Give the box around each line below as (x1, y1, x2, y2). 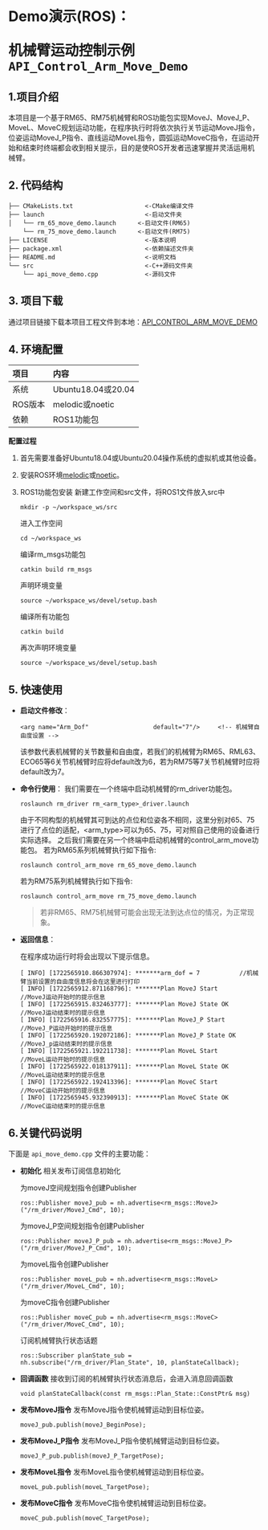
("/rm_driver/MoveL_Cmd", (19, 1283, 107, 1291)
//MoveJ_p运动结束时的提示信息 (19, 1040, 113, 1048)
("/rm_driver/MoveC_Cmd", (19, 1320, 107, 1329)
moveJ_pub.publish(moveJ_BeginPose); (19, 1421, 147, 1430)
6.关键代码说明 (8, 1126, 83, 1140)
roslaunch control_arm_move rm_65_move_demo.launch (19, 861, 197, 870)
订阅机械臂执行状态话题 (19, 1336, 98, 1345)
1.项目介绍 (8, 90, 59, 104)
